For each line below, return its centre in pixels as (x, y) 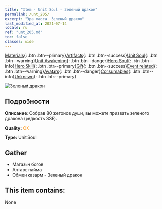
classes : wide (20, 42)
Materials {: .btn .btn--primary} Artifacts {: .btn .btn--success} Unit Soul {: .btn (81, 55)
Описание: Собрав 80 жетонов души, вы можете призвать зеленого (77, 113)
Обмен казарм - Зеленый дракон (47, 175)
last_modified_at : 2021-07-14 (36, 23)
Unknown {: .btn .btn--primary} (45, 76)
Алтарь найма (27, 170)
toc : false (16, 37)
